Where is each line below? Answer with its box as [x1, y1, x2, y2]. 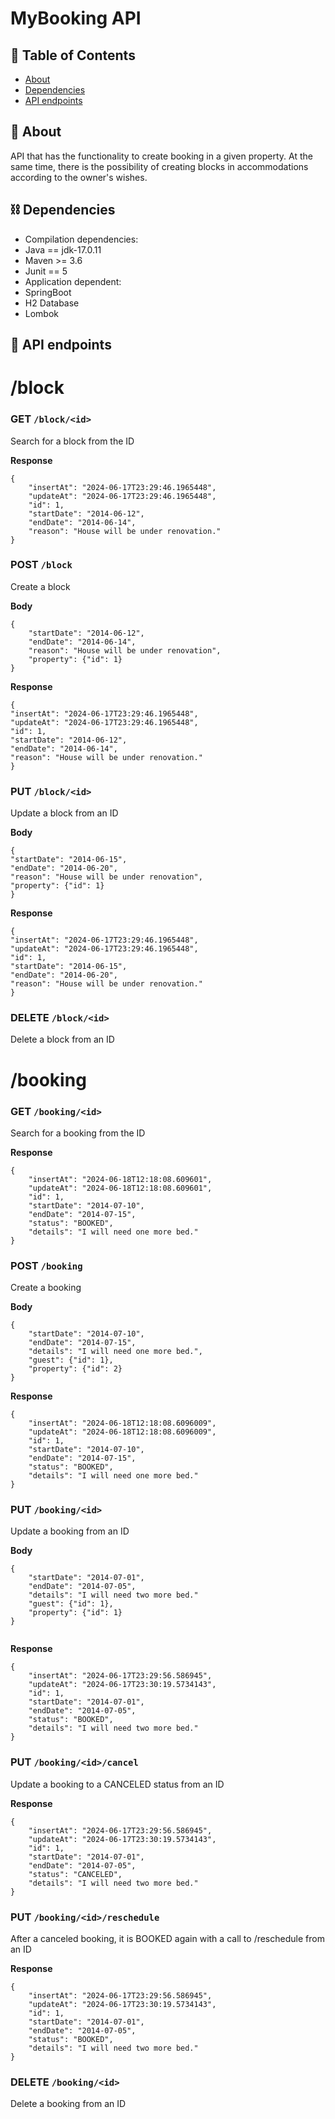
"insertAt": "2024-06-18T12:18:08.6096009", [28, 1418, 217, 1429]
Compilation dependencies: [24, 233, 139, 245]
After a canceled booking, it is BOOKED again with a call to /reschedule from [10, 1933, 325, 1945]
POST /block [10, 558, 73, 572]
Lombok [24, 307, 60, 319]
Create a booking [10, 1282, 82, 1294]
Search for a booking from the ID [10, 1127, 146, 1139]
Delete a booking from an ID [10, 2098, 127, 2110]
